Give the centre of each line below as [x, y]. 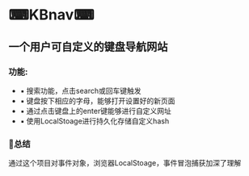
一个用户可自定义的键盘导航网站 [88, 46]
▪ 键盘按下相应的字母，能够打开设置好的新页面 [97, 101]
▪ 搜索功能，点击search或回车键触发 [80, 90]
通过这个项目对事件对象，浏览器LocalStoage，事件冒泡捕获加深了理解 [125, 163]
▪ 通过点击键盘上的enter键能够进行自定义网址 [95, 111]
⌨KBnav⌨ [51, 15]
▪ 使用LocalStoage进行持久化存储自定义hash [95, 121]
